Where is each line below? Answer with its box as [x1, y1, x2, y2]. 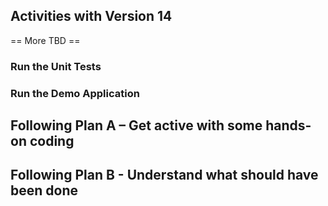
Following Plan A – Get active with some [10, 117, 263, 134]
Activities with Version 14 [10, 8, 173, 25]
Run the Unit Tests [10, 59, 102, 73]
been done [10, 182, 79, 199]
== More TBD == [10, 34, 81, 46]
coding [29, 133, 75, 150]
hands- [265, 117, 312, 134]
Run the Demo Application [10, 86, 140, 100]
